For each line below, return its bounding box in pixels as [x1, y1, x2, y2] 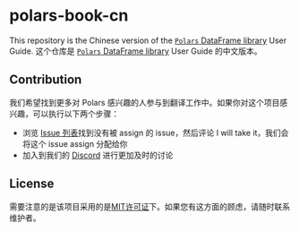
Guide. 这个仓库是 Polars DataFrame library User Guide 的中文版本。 [9, 46, 262, 56]
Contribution [9, 73, 82, 88]
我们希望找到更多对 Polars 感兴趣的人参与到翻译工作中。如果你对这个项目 [9, 97, 280, 107]
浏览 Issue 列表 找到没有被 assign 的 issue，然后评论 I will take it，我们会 [21, 127, 289, 138]
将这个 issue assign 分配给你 [21, 138, 128, 149]
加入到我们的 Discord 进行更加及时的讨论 [21, 150, 174, 160]
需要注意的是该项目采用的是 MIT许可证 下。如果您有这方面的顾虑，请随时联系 [9, 201, 291, 211]
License [9, 176, 55, 192]
